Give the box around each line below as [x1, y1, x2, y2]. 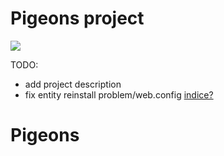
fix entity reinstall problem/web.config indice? [24, 88, 214, 101]
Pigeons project [10, 7, 145, 30]
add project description [24, 78, 122, 90]
